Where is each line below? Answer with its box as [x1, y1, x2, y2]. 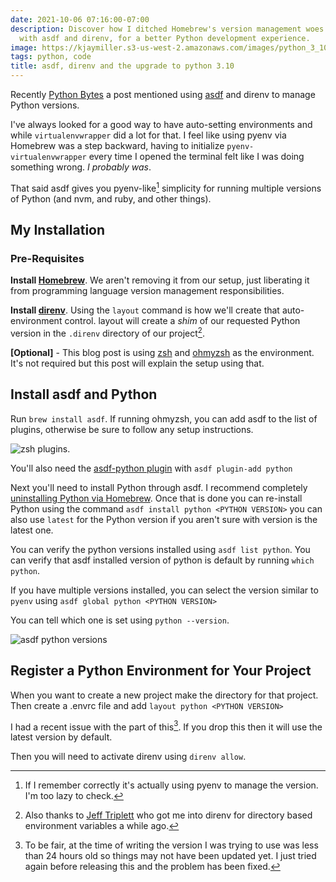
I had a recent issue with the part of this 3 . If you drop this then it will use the [10, 719, 323, 733]
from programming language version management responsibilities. [10, 285, 285, 297]
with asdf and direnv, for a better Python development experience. [19, 33, 311, 43]
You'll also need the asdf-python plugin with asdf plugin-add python [10, 462, 293, 474]
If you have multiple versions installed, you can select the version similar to [10, 584, 319, 596]
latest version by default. [10, 731, 113, 743]
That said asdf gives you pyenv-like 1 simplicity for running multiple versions [10, 181, 322, 194]
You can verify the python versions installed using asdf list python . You [10, 543, 311, 555]
